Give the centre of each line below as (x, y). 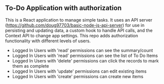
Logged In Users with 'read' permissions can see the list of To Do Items (85, 56)
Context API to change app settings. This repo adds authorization (72, 35)
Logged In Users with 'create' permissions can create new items (78, 76)
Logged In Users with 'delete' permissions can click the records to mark (85, 60)
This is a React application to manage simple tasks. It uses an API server (79, 20)
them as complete (31, 66)
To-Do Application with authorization (63, 8)
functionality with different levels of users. (48, 41)
